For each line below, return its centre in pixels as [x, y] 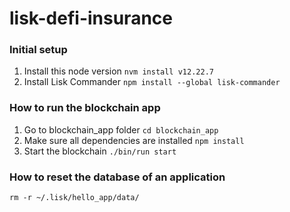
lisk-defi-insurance [91, 18]
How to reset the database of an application [117, 177]
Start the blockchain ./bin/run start [100, 151]
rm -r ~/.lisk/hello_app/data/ [74, 198]
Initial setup [38, 50]
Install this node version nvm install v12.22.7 [118, 71]
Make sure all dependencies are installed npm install [134, 140]
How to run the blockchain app [85, 108]
